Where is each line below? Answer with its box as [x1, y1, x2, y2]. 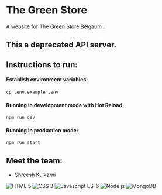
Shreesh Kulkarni [14, 171, 56, 179]
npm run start [6, 140, 41, 146]
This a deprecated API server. [6, 40, 117, 50]
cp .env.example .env [6, 89, 59, 95]
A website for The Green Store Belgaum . [6, 23, 105, 30]
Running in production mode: [6, 126, 79, 134]
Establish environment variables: [6, 76, 88, 83]
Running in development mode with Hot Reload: [6, 101, 125, 108]
